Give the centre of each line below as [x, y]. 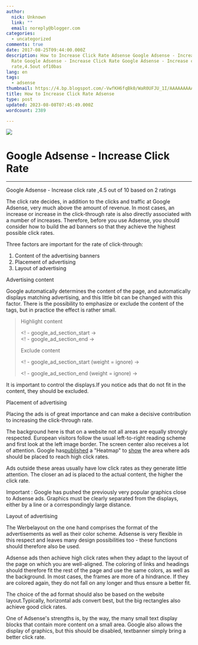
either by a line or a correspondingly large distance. [69, 505]
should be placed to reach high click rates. [58, 457]
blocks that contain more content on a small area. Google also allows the [94, 625]
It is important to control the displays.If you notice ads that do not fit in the [96, 385]
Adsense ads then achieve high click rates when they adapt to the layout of [97, 558]
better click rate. [26, 637]
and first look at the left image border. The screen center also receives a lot [98, 444]
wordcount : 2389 [26, 110]
